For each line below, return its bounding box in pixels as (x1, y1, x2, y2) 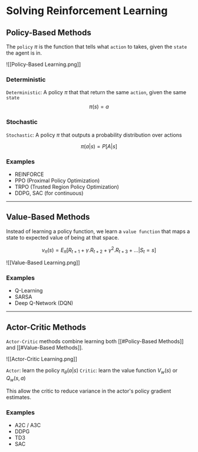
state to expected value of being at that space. (6, 234, 120, 241)
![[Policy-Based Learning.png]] (6, 61, 81, 68)
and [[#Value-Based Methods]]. (6, 344, 84, 351)
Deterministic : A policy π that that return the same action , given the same (6, 89, 187, 96)
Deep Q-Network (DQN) (14, 300, 74, 307)
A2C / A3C (14, 422, 41, 429)
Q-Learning (14, 287, 43, 294)
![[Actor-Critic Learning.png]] (6, 355, 78, 363)
